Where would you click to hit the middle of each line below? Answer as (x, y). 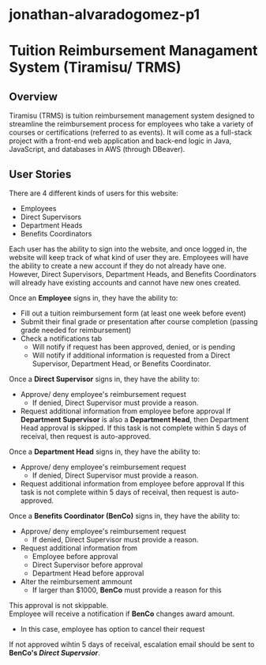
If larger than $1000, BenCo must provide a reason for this (127, 590)
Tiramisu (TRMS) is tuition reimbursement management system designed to (132, 115)
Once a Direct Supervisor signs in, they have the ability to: (105, 379)
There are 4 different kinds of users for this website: (94, 193)
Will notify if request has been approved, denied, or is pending (134, 347)
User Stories (40, 174)
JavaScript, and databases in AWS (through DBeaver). (97, 149)
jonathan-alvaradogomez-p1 (105, 15)
